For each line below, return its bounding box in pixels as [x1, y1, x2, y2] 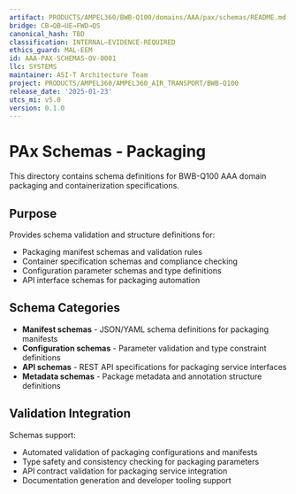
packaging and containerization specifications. [9, 181, 179, 191]
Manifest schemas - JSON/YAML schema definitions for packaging [21, 324, 269, 335]
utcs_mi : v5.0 [9, 95, 62, 104]
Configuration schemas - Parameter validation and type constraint [21, 343, 267, 353]
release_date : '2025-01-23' [9, 87, 113, 96]
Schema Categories [9, 300, 121, 315]
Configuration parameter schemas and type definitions [21, 266, 223, 275]
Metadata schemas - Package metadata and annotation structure [21, 371, 262, 382]
